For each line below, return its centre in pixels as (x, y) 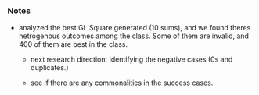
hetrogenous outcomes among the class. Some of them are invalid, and (134, 36)
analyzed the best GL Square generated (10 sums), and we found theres (135, 28)
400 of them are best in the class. (73, 44)
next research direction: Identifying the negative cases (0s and (131, 59)
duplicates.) (49, 68)
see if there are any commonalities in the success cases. (122, 83)
